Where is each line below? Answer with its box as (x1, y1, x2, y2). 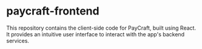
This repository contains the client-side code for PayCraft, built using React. (6, 24, 196, 31)
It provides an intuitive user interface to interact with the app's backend (6, 30, 185, 38)
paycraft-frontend (6, 4, 99, 18)
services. (6, 37, 29, 44)
